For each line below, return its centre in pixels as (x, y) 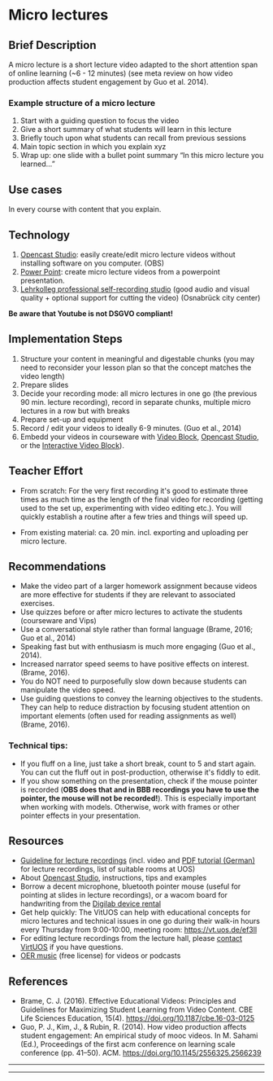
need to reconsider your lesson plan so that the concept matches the (136, 367)
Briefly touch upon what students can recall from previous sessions (133, 138)
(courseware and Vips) (58, 621)
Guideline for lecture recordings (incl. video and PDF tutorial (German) (138, 860)
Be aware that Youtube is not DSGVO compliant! (91, 313)
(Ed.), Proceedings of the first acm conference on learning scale (128, 1044)
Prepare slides (44, 385)
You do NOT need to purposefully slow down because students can (133, 681)
